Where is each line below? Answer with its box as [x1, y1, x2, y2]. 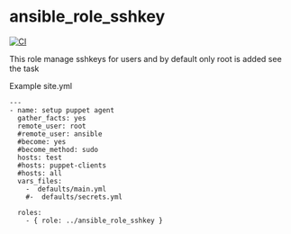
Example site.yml [9, 80, 73, 91]
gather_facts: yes [17, 113, 87, 122]
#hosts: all [17, 168, 63, 177]
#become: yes [17, 137, 67, 146]
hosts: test [17, 153, 63, 162]
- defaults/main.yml [25, 184, 106, 193]
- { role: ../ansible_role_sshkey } [25, 216, 164, 225]
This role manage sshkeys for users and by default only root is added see [9, 53, 282, 64]
